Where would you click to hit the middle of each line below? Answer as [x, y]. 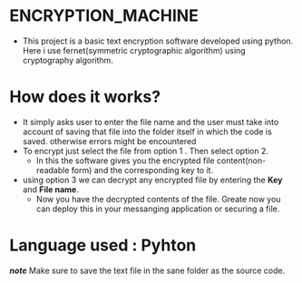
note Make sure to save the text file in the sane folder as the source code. [147, 270]
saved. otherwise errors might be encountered [109, 141]
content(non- [241, 161]
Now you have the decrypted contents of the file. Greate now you [158, 199]
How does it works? [85, 97]
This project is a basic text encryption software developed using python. [158, 41]
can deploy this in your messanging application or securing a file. [158, 209]
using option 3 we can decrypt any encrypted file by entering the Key [152, 180]
